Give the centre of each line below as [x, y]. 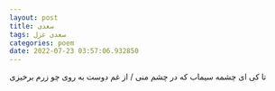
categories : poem [42, 43]
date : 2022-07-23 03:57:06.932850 [74, 51]
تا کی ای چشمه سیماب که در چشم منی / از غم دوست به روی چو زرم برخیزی [138, 77]
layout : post [34, 18]
